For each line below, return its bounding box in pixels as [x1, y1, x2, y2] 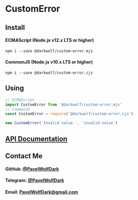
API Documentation [5, 134, 68, 143]
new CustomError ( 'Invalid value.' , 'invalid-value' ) [5, 121, 118, 126]
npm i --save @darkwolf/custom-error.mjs [5, 48, 93, 54]
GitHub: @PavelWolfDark [5, 166, 59, 172]
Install [5, 23, 25, 32]
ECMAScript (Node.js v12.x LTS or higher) [5, 37, 94, 43]
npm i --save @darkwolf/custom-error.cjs [5, 70, 93, 75]
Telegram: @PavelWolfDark [5, 177, 64, 183]
